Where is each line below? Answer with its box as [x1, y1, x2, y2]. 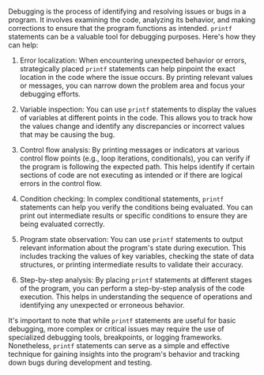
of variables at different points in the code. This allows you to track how [19, 113, 253, 122]
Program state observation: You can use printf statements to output [19, 235, 243, 244]
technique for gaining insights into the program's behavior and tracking [8, 350, 239, 358]
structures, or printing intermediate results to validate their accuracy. [19, 260, 243, 269]
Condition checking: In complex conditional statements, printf [19, 194, 224, 203]
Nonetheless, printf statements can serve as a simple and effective [8, 341, 230, 350]
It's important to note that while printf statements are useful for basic [8, 316, 236, 325]
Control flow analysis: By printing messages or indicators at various [19, 146, 239, 154]
